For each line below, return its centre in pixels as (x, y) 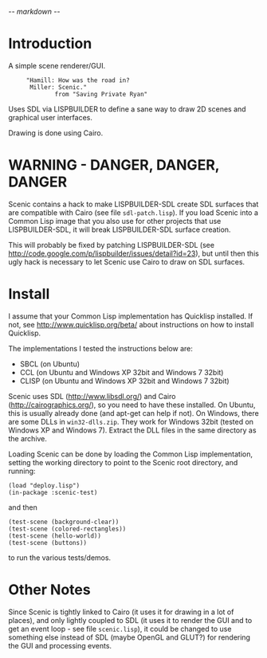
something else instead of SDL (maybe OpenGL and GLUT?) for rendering (130, 637)
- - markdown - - (34, 12)
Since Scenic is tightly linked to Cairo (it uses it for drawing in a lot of (121, 612)
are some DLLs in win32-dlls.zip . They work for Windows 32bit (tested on (131, 421)
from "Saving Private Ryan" (101, 94)
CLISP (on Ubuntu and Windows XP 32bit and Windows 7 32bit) (124, 381)
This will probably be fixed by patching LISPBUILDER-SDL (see (112, 245)
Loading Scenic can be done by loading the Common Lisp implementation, (131, 454)
